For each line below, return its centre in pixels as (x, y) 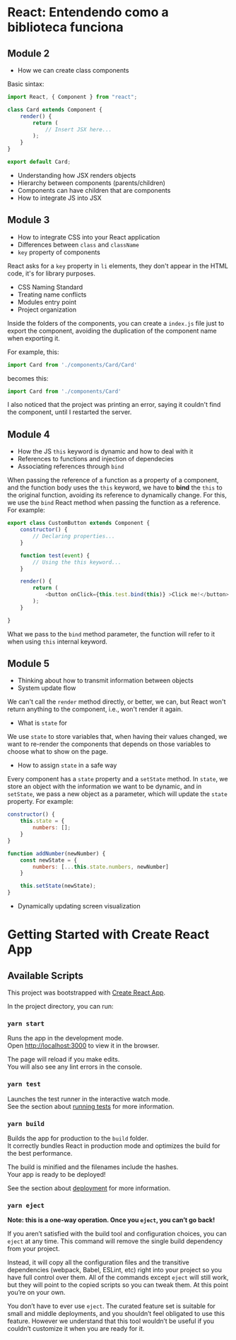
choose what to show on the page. (58, 752)
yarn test (24, 1084)
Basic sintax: (26, 84)
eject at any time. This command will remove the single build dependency (115, 1241)
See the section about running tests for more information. (91, 1106)
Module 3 (29, 220)
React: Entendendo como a (88, 12)
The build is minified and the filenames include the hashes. (93, 1167)
